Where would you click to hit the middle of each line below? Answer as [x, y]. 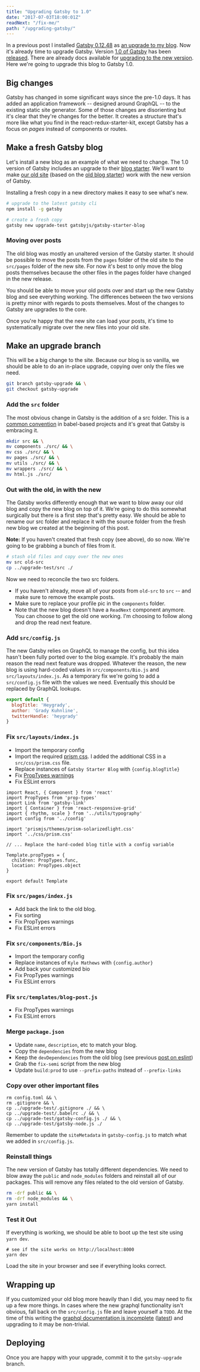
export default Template [37, 881]
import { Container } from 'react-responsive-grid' [71, 808]
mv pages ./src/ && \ [33, 458]
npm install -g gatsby [34, 209]
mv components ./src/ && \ [40, 447]
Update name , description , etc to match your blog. [76, 1044]
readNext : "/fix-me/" [33, 23]
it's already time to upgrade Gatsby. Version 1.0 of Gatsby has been [89, 52]
